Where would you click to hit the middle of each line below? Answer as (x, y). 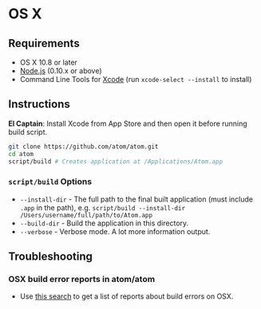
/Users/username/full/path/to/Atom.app (86, 215)
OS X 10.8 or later (49, 62)
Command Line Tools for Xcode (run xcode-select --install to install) (136, 79)
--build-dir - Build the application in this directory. (104, 223)
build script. (28, 131)
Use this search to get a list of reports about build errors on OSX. (127, 296)
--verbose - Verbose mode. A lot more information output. (115, 231)
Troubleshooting (51, 257)
